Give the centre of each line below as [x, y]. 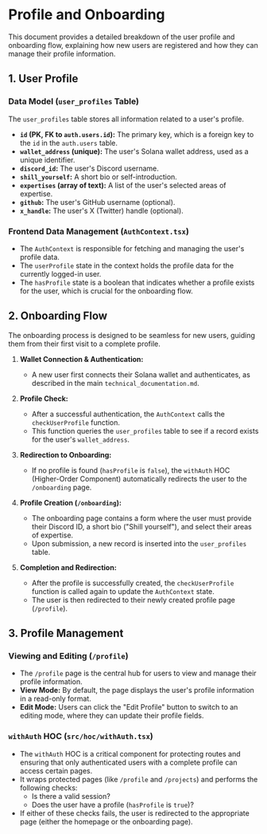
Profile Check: [44, 398]
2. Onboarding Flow [58, 316]
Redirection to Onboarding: [66, 454]
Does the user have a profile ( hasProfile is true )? [113, 804]
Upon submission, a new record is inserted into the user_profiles [139, 543]
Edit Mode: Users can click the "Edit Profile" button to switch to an [129, 707]
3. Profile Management [66, 633]
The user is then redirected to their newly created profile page [133, 600]
